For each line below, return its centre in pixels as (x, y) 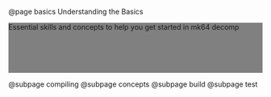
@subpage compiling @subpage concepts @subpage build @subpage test (133, 84)
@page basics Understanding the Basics (76, 12)
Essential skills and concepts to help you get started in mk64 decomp (124, 27)
